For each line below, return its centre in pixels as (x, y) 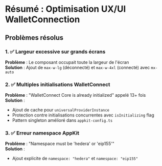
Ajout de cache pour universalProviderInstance (61, 110)
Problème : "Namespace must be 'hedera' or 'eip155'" (60, 144)
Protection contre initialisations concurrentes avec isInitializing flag (83, 115)
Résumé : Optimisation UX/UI (66, 9)
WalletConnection (43, 19)
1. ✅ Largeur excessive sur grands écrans (55, 52)
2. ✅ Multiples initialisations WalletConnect (58, 84)
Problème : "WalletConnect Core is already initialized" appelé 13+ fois (75, 95)
